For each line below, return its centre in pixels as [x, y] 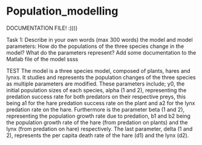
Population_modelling [62, 11]
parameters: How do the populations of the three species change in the [95, 46]
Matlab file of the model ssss [42, 59]
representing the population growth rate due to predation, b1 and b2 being [98, 116]
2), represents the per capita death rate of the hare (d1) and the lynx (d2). [98, 135]
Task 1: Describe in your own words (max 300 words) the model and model [99, 39]
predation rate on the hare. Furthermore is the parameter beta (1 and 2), [96, 109]
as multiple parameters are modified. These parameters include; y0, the [96, 84]
